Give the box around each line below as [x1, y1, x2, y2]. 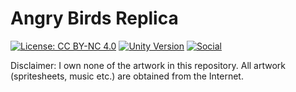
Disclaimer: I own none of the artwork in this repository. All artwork [10, 59, 287, 71]
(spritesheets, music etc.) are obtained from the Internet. [10, 70, 244, 82]
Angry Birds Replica [10, 7, 179, 30]
